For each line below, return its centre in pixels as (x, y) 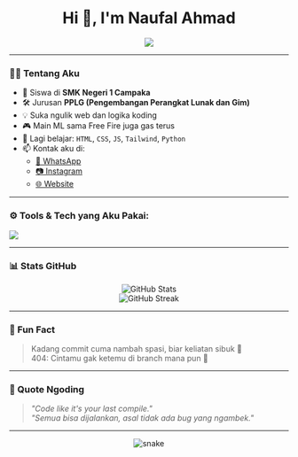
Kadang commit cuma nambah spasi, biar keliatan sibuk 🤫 (136, 349)
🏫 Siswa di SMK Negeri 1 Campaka (86, 93)
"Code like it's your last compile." (92, 409)
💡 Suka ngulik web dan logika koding (90, 115)
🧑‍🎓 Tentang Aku (44, 73)
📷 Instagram (59, 171)
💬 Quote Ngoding (47, 390)
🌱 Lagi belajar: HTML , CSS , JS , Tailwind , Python (104, 139)
